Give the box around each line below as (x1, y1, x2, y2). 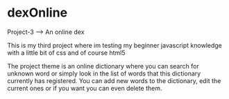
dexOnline (7, 5, 68, 21)
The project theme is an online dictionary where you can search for (7, 62, 199, 70)
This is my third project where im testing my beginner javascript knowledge (7, 41, 222, 49)
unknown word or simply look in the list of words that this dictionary (7, 69, 201, 78)
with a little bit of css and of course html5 (7, 48, 126, 57)
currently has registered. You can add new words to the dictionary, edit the (7, 76, 221, 84)
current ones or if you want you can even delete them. (7, 84, 162, 92)
